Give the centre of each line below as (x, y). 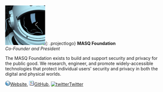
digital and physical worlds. (33, 74)
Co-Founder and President (33, 48)
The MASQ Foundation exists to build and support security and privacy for (81, 58)
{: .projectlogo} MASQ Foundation (81, 43)
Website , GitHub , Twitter (47, 84)
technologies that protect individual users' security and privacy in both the (81, 69)
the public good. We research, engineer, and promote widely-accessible (79, 63)
